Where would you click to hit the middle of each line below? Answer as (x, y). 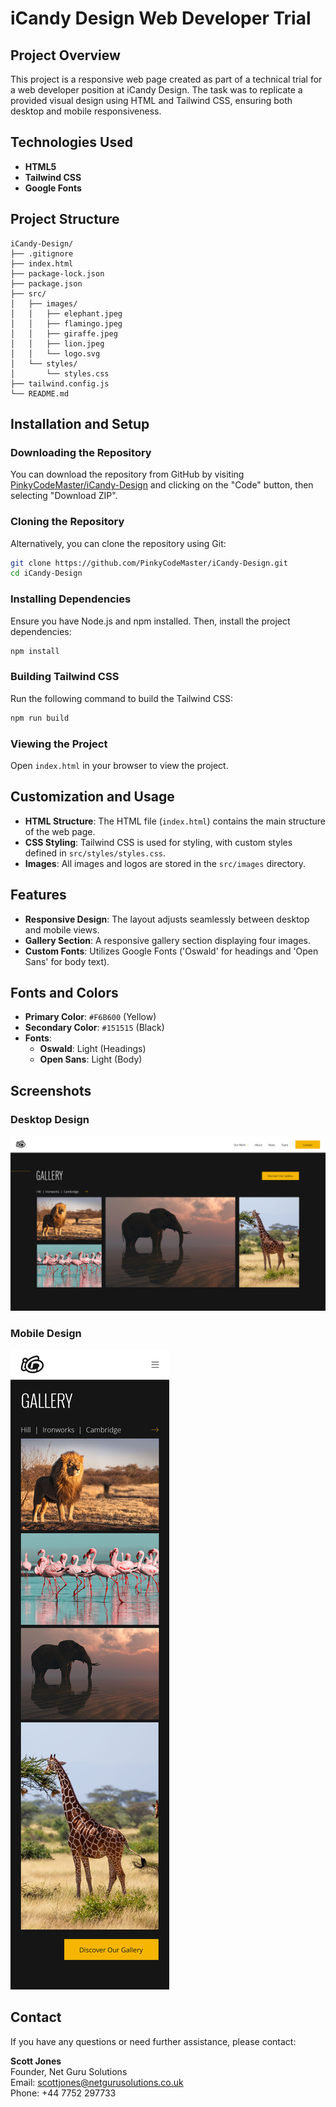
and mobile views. (62, 929)
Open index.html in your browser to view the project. (119, 765)
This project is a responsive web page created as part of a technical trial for (166, 79)
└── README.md (40, 393)
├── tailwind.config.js (60, 383)
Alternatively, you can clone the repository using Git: (118, 543)
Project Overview (65, 55)
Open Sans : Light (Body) (91, 1059)
